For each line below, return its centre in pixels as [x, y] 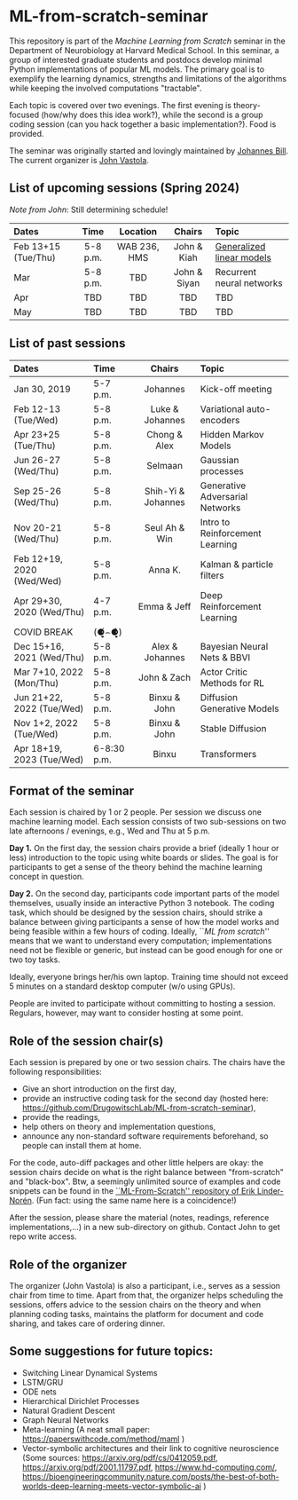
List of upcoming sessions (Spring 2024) [125, 188]
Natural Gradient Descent [68, 1410]
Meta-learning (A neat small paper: [86, 1429]
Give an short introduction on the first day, [99, 1089]
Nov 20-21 [38, 527]
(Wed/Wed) [38, 580]
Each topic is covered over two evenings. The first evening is [121, 105]
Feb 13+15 [37, 246]
